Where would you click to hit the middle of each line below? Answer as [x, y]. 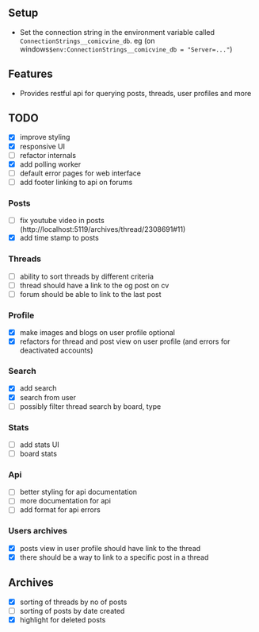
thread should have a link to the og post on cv [94, 285]
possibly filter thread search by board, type [90, 406]
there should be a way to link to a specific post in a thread [114, 557]
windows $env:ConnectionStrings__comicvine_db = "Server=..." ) [126, 49]
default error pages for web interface [80, 173]
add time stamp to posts [59, 238]
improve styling [45, 137]
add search [38, 388]
